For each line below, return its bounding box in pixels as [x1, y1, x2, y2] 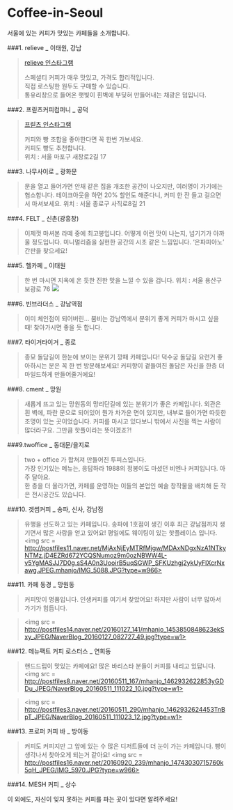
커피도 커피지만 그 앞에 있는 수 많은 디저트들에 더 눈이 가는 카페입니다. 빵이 [24, 742, 227, 750]
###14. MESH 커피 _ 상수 [7, 780, 77, 788]
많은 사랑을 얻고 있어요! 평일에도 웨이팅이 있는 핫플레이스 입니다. [42, 528, 218, 537]
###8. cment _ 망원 [7, 384, 62, 393]
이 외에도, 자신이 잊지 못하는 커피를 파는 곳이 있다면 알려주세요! [7, 795, 178, 803]
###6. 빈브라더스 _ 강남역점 [7, 299, 83, 308]
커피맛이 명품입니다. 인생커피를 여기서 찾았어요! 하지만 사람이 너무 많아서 [24, 595, 221, 603]
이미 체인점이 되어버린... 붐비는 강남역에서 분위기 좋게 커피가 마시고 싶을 [24, 314, 219, 322]
